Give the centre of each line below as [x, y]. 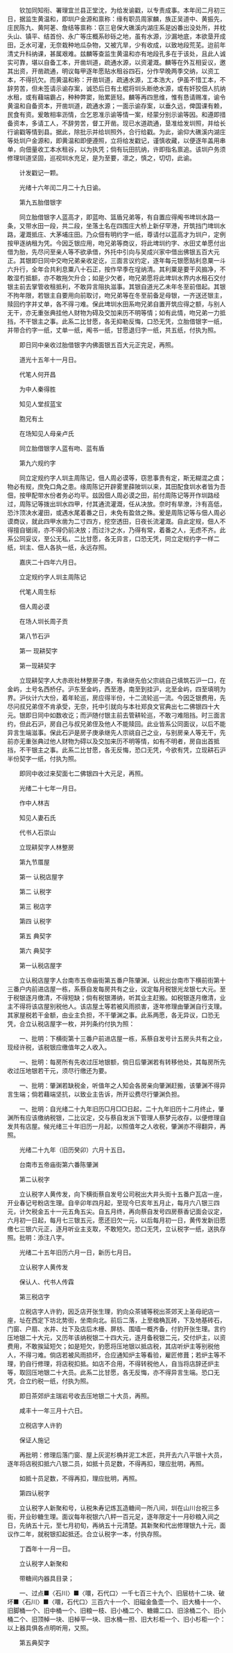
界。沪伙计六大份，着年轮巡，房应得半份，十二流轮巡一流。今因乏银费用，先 [116, 698]
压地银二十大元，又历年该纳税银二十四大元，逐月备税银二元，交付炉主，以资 [116, 1338]
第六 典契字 [35, 951]
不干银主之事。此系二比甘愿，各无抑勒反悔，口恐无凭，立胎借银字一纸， [122, 321]
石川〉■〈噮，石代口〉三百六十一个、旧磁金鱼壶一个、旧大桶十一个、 [125, 1602]
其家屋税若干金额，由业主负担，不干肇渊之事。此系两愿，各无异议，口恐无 [113, 1015]
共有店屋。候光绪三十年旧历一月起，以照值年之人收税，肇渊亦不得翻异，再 [119, 1126]
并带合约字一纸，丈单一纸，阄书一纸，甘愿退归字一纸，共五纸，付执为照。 [113, 330]
